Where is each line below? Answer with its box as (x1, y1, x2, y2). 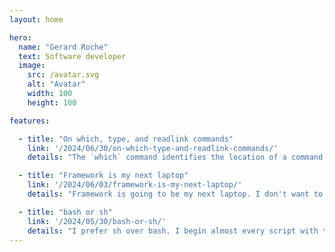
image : (18, 61, 46, 71)
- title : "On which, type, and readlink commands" (18, 134, 234, 144)
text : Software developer (18, 51, 127, 61)
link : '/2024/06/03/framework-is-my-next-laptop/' (27, 180, 243, 190)
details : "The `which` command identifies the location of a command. (27, 152, 328, 163)
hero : (9, 32, 32, 43)
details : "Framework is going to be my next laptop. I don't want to (27, 189, 324, 199)
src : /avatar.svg (27, 70, 100, 80)
